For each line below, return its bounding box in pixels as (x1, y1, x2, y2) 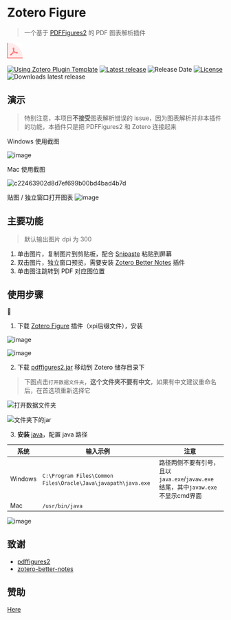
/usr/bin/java (42, 503, 83, 510)
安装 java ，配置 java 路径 (16, 430, 88, 439)
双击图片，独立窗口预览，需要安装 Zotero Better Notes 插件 (16, 258, 186, 266)
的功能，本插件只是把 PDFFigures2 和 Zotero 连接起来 (23, 122, 177, 130)
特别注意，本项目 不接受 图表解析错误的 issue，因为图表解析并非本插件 (23, 114, 222, 122)
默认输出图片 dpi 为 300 (23, 234, 92, 243)
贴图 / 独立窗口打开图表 (7, 193, 74, 201)
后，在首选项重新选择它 (23, 386, 91, 394)
